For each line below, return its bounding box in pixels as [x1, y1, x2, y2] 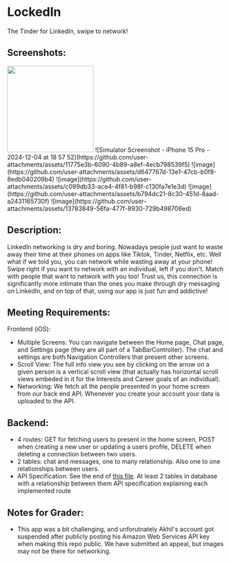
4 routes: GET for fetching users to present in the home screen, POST [17, 436, 216, 444]
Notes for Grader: [7, 507, 84, 519]
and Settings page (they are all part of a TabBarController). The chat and [17, 346, 223, 354]
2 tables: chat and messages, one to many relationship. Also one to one [17, 457, 221, 466]
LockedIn [7, 4, 61, 20]
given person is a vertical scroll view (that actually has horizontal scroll [17, 367, 219, 376]
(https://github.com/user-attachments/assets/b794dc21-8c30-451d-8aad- [7, 189, 219, 197]
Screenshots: [7, 47, 67, 59]
